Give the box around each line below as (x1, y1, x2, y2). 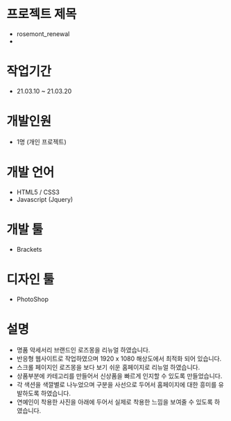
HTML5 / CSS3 (16, 188, 60, 196)
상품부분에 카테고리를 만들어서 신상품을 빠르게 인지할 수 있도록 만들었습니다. (16, 372, 223, 380)
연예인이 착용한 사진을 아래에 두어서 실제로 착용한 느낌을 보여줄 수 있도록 (16, 397, 213, 406)
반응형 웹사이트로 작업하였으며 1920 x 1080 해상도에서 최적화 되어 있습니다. (16, 354, 222, 363)
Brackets (16, 245, 42, 253)
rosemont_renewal (16, 29, 70, 38)
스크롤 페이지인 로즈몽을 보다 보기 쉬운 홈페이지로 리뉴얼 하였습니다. (16, 363, 200, 371)
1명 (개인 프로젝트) (16, 137, 67, 146)
